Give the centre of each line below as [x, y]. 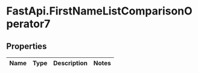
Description [70, 63]
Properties [27, 46]
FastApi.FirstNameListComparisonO [99, 11]
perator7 [28, 24]
